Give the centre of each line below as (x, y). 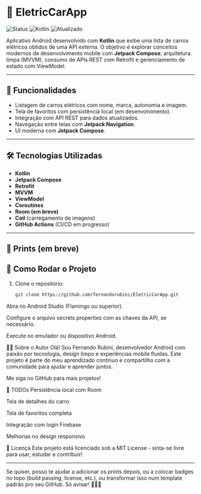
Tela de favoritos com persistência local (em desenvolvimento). (93, 111)
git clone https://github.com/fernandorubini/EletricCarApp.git (97, 294)
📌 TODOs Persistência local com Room (54, 390)
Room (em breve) (36, 211)
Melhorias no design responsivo (46, 436)
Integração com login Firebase (44, 424)
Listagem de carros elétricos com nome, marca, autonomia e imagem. (101, 105)
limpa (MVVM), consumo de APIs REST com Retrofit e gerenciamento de (96, 59)
